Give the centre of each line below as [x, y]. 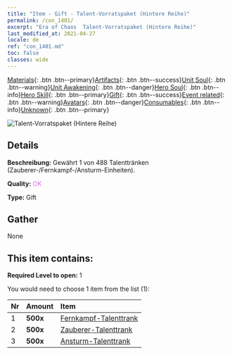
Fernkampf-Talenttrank [99, 318]
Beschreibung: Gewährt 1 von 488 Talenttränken [78, 162]
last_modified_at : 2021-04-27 [52, 33]
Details [23, 145]
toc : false [23, 54]
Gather [23, 219]
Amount [40, 306]
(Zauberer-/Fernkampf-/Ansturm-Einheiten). [71, 170]
